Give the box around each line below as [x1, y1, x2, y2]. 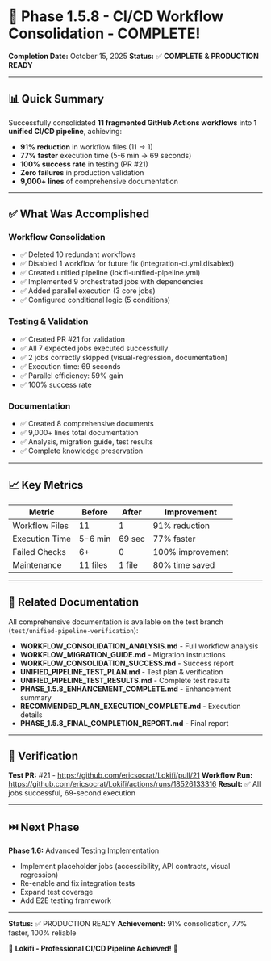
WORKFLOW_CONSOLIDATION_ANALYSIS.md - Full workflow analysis [19, 641, 259, 651]
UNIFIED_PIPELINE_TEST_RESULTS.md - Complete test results [19, 675, 231, 685]
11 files [78, 559, 108, 570]
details [19, 710, 43, 720]
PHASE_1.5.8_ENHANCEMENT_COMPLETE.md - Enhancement [19, 684, 231, 694]
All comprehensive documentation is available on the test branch [8, 617, 224, 627]
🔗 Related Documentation [8, 595, 140, 609]
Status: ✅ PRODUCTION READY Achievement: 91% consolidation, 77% [8, 919, 248, 929]
